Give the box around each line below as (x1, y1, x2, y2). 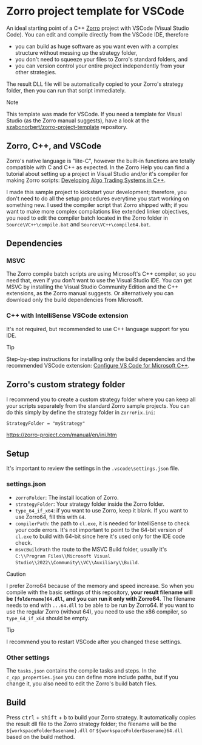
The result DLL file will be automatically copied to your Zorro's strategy (6, 80, 184, 88)
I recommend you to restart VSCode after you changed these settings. (6, 638, 182, 645)
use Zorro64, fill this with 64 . (15, 513, 86, 520)
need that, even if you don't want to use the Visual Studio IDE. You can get (6, 277, 192, 284)
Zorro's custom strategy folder (6, 379, 126, 390)
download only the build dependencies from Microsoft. (6, 296, 144, 304)
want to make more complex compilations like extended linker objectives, (6, 208, 189, 215)
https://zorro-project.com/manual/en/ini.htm (6, 431, 117, 438)
